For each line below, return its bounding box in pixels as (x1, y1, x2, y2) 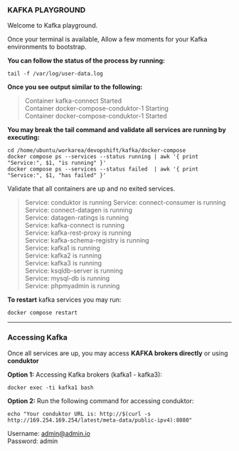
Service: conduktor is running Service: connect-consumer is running (24, 198, 226, 207)
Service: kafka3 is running (24, 259, 102, 268)
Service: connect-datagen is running (24, 206, 133, 215)
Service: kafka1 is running (24, 244, 101, 253)
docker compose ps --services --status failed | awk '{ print (7, 166, 199, 173)
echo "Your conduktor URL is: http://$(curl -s (7, 410, 152, 417)
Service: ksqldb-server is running (24, 266, 123, 275)
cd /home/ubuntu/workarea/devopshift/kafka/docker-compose (7, 147, 186, 154)
